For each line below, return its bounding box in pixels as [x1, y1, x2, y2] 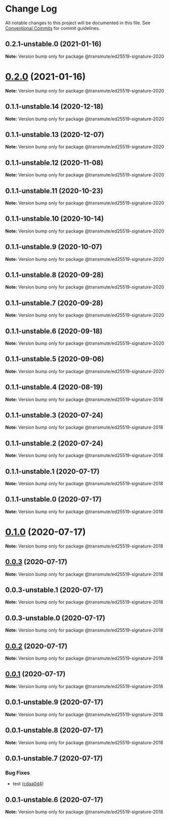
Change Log [5, 3, 57, 15]
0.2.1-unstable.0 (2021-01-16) [5, 40, 102, 49]
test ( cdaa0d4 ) [12, 781, 44, 787]
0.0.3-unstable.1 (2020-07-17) [5, 586, 104, 595]
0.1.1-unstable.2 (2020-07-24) [5, 439, 104, 447]
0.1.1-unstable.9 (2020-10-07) [5, 243, 102, 251]
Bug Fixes [5, 769, 30, 776]
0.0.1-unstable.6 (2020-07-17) [5, 795, 104, 804]
